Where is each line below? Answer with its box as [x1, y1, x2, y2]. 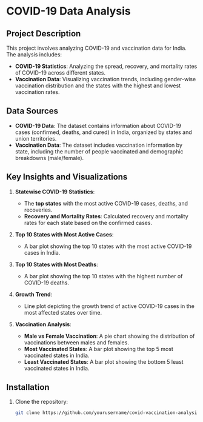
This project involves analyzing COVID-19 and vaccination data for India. [6, 44, 187, 52]
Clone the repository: [15, 398, 68, 406]
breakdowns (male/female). [15, 154, 84, 161]
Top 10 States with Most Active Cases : [15, 230, 114, 238]
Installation [6, 382, 50, 392]
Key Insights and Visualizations [6, 172, 128, 183]
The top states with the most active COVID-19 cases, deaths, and [24, 199, 188, 207]
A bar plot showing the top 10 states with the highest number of [24, 272, 183, 280]
